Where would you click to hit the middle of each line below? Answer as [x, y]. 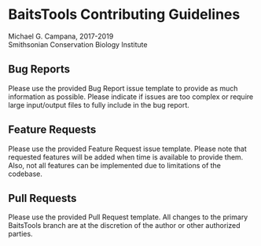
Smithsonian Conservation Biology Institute [78, 44]
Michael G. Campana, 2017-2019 [61, 36]
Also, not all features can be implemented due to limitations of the [115, 165]
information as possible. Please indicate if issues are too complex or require [131, 97]
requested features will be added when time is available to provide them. [126, 157]
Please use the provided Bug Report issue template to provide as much [123, 88]
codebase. [26, 174]
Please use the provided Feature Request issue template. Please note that [128, 149]
